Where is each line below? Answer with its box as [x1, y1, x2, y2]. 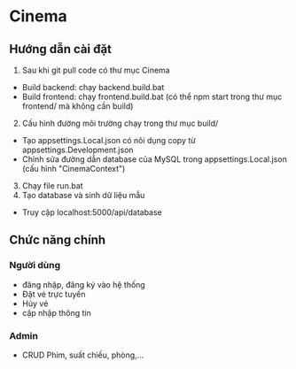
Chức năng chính [9, 233, 106, 248]
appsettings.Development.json [21, 144, 135, 155]
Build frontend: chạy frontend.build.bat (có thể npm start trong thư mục [21, 91, 283, 102]
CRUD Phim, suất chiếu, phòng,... [21, 350, 144, 360]
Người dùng [9, 259, 61, 272]
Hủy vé [21, 298, 49, 309]
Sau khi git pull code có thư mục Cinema [21, 65, 170, 75]
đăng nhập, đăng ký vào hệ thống [21, 279, 146, 289]
